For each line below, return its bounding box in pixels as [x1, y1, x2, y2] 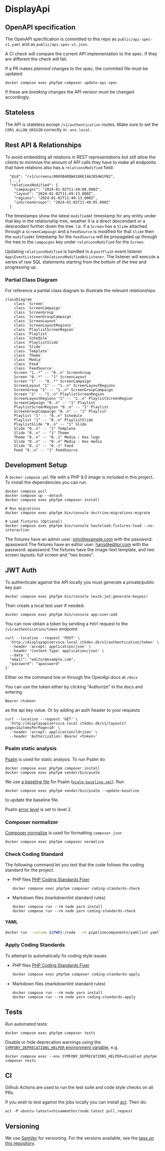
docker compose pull [5, 488, 48, 494]
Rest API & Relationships [5, 141, 82, 150]
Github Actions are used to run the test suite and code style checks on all [5, 1085, 154, 1090]
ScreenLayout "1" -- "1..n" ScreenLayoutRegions [14, 383, 115, 388]
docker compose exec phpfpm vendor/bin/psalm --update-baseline [5, 788, 139, 793]
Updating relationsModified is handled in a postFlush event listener [5, 248, 142, 254]
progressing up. [5, 264, 37, 270]
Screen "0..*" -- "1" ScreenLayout [14, 374, 87, 379]
